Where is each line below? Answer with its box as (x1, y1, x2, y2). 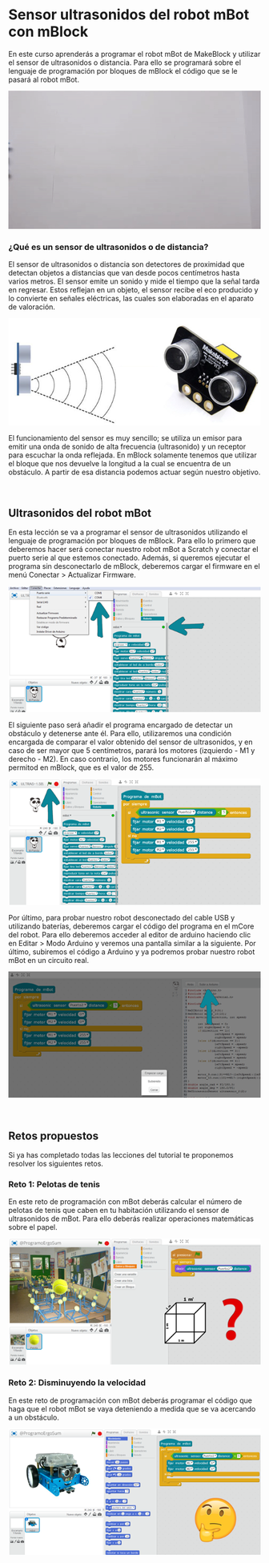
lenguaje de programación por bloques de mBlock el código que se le (8, 66, 238, 75)
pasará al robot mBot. (8, 75, 80, 84)
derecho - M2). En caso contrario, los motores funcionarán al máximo (8, 755, 239, 764)
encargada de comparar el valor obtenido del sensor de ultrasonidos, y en (8, 737, 253, 747)
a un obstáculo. (8, 1412, 60, 1422)
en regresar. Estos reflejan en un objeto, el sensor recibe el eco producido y (8, 285, 259, 295)
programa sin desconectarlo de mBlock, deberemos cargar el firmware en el (8, 562, 260, 571)
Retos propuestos (8, 1129, 99, 1142)
